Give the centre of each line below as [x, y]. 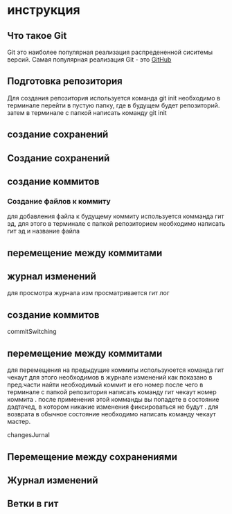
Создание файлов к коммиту [59, 201]
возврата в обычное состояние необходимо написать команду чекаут [111, 414]
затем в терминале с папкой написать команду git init [87, 112]
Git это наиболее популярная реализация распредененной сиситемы [110, 52]
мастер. [19, 422]
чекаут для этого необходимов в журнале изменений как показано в [110, 378]
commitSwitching [32, 332]
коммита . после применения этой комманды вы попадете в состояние [113, 400]
